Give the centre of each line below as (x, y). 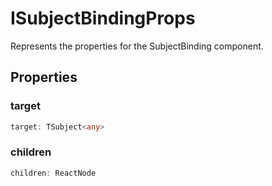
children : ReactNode (53, 173)
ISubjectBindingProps (103, 18)
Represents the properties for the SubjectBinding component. (137, 46)
